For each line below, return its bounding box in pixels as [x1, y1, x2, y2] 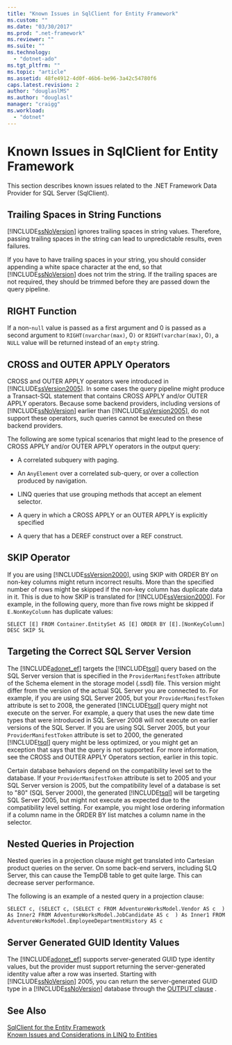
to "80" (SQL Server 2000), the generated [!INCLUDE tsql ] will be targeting [7, 788, 220, 797]
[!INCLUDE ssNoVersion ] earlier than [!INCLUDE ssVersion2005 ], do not [7, 407, 210, 414]
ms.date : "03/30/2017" [7, 23, 73, 30]
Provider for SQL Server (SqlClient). [7, 188, 110, 197]
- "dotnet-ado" [13, 56, 58, 63]
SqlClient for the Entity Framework [7, 1023, 106, 1032]
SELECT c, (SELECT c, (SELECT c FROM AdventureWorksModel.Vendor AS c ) [7, 905, 226, 913]
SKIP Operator [7, 552, 71, 564]
